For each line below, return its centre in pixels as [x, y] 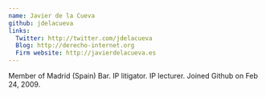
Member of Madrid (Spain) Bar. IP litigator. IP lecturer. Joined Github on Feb [133, 76]
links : [19, 30]
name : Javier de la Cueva [51, 16]
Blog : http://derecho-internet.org [75, 46]
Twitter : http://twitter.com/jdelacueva [84, 38]
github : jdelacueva [41, 23]
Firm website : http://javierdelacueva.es [86, 53]
